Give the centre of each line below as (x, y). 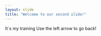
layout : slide (20, 10)
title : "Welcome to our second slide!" (46, 14)
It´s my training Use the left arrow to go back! (51, 28)
